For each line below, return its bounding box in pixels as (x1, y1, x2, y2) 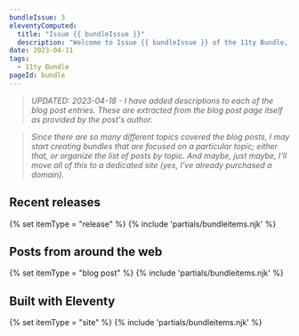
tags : (9, 54, 29, 63)
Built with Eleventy (9, 293, 116, 308)
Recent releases (9, 195, 101, 210)
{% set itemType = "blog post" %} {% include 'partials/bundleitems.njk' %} (9, 268, 285, 278)
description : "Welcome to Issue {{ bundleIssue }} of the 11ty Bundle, (17, 37, 289, 47)
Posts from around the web (9, 244, 163, 259)
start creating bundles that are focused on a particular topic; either (30, 140, 279, 151)
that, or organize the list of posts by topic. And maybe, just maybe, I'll (30, 150, 287, 161)
